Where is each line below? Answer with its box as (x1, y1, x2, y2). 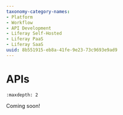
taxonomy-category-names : (6, 8, 70, 15)
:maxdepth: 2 (6, 92, 38, 98)
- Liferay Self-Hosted (6, 31, 62, 37)
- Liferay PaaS (6, 36, 44, 42)
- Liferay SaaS (6, 42, 44, 48)
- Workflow (6, 19, 33, 25)
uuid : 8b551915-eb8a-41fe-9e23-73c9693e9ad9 (6, 47, 118, 53)
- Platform (6, 14, 33, 20)
